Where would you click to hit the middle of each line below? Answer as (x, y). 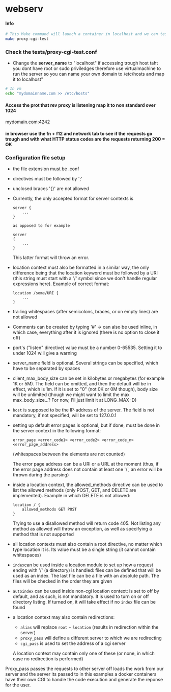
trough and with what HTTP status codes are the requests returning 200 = (85, 139)
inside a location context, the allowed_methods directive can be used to (88, 485)
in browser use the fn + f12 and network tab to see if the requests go (79, 133)
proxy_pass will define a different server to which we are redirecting (91, 638)
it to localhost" (28, 79)
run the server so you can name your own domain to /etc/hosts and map (88, 74)
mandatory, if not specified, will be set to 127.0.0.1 (64, 416)
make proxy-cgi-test (27, 39)
